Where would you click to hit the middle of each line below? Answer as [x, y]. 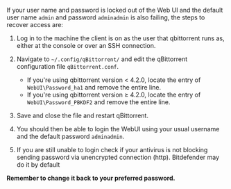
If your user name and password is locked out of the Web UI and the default [115, 10]
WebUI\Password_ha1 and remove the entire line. [94, 87]
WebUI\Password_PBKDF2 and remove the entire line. [99, 102]
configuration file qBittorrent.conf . [68, 66]
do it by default [38, 165]
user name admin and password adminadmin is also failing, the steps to [106, 17]
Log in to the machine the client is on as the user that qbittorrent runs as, [120, 38]
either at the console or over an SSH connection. [86, 46]
